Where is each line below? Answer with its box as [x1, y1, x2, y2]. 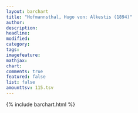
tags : [6, 47, 19, 53]
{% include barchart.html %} [6, 101, 75, 108]
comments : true [6, 69, 43, 74]
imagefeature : [6, 52, 41, 58]
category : [6, 42, 31, 47]
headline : [6, 30, 31, 36]
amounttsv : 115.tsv [6, 85, 54, 91]
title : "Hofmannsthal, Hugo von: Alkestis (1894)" [6, 14, 133, 20]
